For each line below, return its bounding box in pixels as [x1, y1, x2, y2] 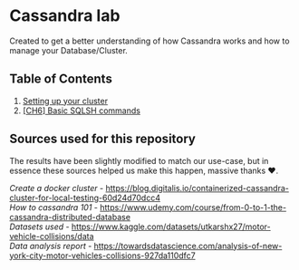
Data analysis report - [9, 240, 92, 251]
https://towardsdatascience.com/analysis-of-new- [93, 240, 283, 251]
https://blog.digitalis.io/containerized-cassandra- [105, 182, 290, 193]
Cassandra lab [9, 5, 121, 26]
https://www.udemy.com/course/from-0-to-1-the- [99, 201, 287, 213]
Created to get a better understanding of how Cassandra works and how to [9, 35, 290, 46]
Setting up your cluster [22, 95, 109, 106]
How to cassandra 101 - [9, 201, 98, 213]
